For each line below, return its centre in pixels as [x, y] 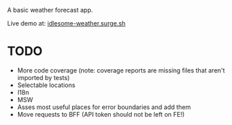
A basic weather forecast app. [50, 10]
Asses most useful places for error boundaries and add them [104, 107]
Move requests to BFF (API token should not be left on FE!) [101, 114]
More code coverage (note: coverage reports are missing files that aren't [121, 70]
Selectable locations [46, 85]
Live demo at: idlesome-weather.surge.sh [66, 23]
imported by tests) [44, 77]
